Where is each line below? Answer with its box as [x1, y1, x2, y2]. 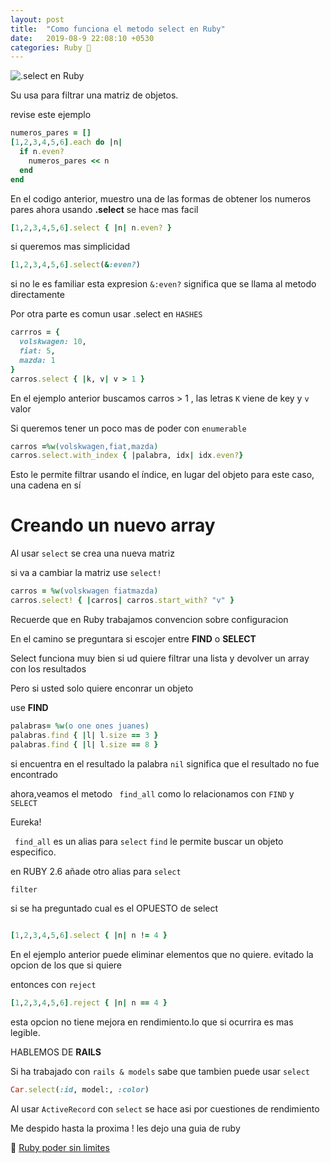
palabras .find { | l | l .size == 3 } [10, 730, 159, 740]
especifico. [10, 846, 57, 858]
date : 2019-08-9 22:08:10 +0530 [10, 33, 155, 43]
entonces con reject [10, 979, 97, 991]
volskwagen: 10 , [19, 337, 87, 347]
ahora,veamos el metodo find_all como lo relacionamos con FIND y [10, 787, 295, 800]
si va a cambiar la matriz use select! [10, 567, 162, 579]
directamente [10, 289, 65, 301]
